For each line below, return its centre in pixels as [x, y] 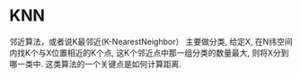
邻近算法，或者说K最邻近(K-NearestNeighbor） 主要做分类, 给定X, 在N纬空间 [151, 41]
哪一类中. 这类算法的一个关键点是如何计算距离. [96, 64]
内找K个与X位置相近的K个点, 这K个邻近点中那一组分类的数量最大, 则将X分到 [149, 52]
